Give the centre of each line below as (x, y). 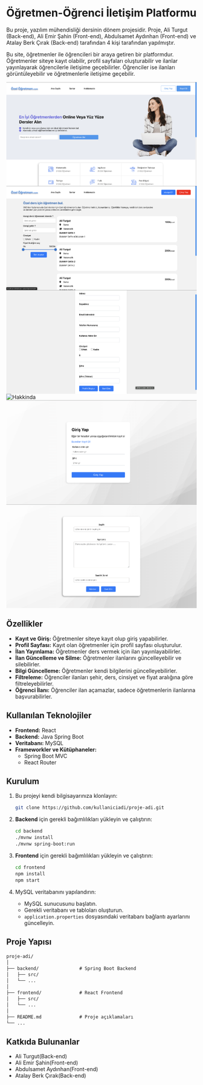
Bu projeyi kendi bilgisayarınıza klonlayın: (66, 796)
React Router (40, 762)
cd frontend (30, 867)
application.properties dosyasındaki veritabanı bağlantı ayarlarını (107, 916)
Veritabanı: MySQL (39, 743)
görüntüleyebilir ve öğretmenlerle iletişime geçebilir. (71, 73)
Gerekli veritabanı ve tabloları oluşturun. (74, 910)
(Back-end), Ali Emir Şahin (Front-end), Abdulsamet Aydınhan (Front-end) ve (101, 36)
